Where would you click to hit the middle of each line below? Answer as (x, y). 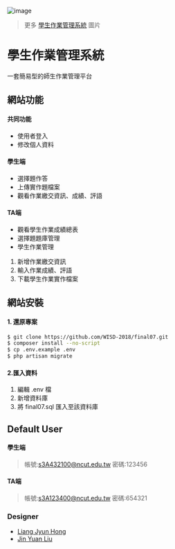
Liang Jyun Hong (42, 532)
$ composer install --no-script (54, 343)
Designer (23, 516)
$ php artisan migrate (40, 356)
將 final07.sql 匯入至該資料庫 (57, 407)
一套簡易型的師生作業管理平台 (49, 76)
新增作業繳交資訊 (42, 261)
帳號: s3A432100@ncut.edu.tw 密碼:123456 (85, 464)
